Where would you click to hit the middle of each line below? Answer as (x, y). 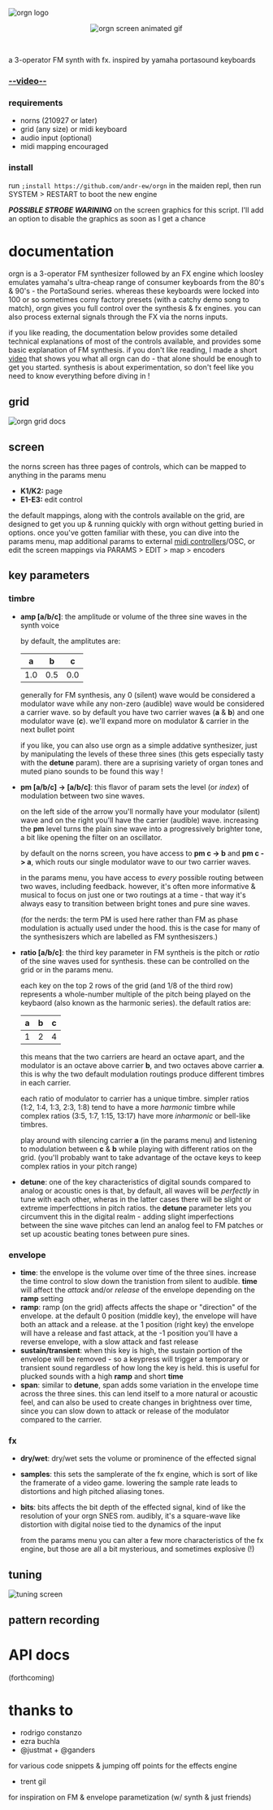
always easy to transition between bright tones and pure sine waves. (135, 903)
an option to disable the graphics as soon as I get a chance (107, 218)
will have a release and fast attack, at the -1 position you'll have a (129, 1333)
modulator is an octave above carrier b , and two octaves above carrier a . (142, 1065)
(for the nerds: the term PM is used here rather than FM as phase (129, 919)
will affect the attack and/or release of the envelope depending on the (138, 1290)
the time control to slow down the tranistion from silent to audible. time (139, 1282)
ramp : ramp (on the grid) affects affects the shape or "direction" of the (139, 1308)
